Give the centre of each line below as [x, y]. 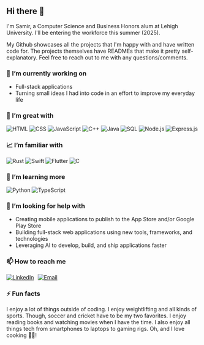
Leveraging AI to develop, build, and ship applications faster [91, 245]
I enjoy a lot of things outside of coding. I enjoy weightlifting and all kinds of [102, 309]
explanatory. [22, 57]
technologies [32, 239]
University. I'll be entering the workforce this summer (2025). [83, 32]
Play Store [28, 226]
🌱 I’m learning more [36, 176]
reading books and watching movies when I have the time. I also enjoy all [99, 322]
